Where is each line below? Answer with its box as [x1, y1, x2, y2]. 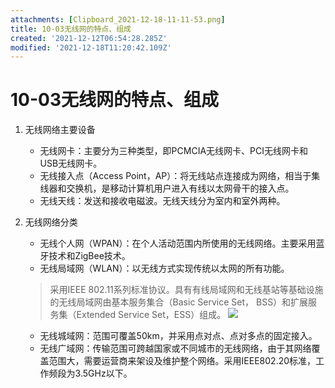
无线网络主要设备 [24, 124, 96, 136]
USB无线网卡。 [39, 157, 103, 170]
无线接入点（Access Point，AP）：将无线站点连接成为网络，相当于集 [39, 170, 321, 182]
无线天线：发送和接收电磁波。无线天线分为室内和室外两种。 [39, 195, 286, 207]
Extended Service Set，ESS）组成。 [76, 309, 227, 321]
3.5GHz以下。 [74, 367, 133, 380]
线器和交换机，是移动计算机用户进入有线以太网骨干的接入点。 [39, 182, 295, 195]
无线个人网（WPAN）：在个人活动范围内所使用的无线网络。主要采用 [39, 237, 317, 250]
